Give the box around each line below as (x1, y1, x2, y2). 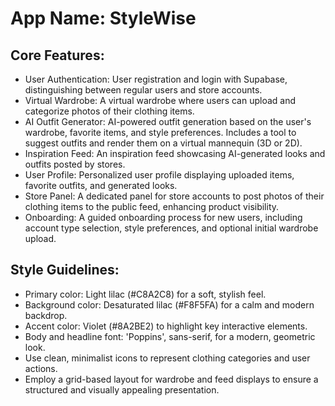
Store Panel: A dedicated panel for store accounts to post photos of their (24, 190, 325, 202)
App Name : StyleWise (10, 7, 197, 30)
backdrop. (24, 309, 68, 321)
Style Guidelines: (10, 262, 120, 279)
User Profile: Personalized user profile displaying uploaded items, (24, 169, 295, 181)
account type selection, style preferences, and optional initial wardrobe (24, 222, 319, 234)
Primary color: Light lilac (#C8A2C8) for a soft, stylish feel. (24, 288, 267, 300)
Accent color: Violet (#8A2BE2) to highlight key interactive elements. (24, 320, 308, 332)
